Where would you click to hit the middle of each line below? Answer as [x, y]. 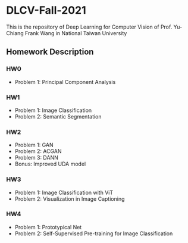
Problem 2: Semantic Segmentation [58, 116]
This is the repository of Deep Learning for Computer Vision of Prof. [89, 27]
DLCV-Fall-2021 [46, 10]
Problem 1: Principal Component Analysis [65, 82]
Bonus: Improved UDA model [50, 164]
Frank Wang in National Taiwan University [76, 33]
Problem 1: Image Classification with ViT [64, 192]
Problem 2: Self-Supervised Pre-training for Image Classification [94, 233]
